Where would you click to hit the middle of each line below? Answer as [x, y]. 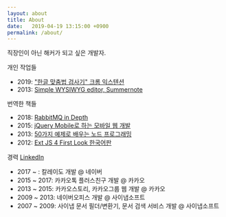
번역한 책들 [22, 104]
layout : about [27, 13]
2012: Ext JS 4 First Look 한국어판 [64, 143]
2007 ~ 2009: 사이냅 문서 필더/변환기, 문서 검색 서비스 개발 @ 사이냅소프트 [118, 206]
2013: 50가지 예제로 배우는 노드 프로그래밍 [74, 134]
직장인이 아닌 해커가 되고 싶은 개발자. [57, 53]
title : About [26, 20]
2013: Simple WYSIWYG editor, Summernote [80, 90]
